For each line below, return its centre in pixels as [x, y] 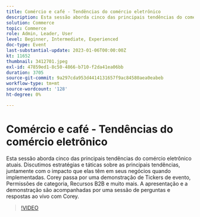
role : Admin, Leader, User [40, 34]
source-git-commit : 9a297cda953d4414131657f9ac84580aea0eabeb [85, 78]
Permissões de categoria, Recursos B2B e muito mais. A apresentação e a [97, 183]
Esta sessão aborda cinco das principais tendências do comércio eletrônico [99, 158]
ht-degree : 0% [24, 95]
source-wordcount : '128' [37, 89]
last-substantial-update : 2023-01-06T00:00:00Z [66, 51]
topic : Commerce [26, 28]
